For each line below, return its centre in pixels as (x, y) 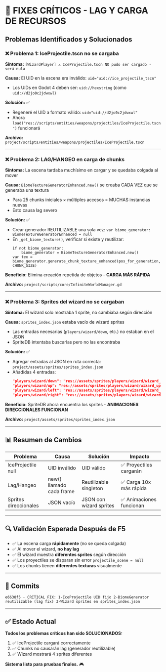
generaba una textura (27, 190)
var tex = (22, 257)
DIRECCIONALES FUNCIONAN (37, 410)
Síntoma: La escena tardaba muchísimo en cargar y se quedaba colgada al (82, 170)
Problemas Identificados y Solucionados (69, 39)
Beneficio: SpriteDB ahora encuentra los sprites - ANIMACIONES (72, 404)
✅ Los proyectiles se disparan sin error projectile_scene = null (78, 560)
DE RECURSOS (36, 21)
